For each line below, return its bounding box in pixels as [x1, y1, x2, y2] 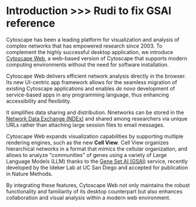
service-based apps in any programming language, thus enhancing [6, 91, 170, 98]
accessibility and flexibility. [6, 97, 72, 104]
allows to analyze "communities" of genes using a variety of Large [6, 151, 167, 158]
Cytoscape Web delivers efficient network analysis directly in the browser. [6, 72, 187, 79]
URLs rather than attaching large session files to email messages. [6, 121, 165, 128]
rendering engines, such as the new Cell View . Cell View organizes [6, 139, 169, 146]
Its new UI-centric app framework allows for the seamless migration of [6, 78, 178, 86]
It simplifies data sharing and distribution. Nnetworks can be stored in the [6, 109, 184, 116]
